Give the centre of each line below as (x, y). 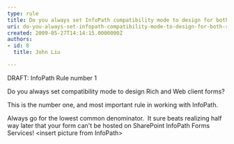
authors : (20, 39)
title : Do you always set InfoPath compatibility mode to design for (110, 20)
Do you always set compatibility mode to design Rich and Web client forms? (116, 91)
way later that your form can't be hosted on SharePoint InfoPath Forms (109, 125)
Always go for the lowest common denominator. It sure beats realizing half (115, 118)
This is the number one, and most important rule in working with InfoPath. (113, 105)
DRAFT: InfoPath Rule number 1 (52, 78)
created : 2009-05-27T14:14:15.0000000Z (65, 33)
